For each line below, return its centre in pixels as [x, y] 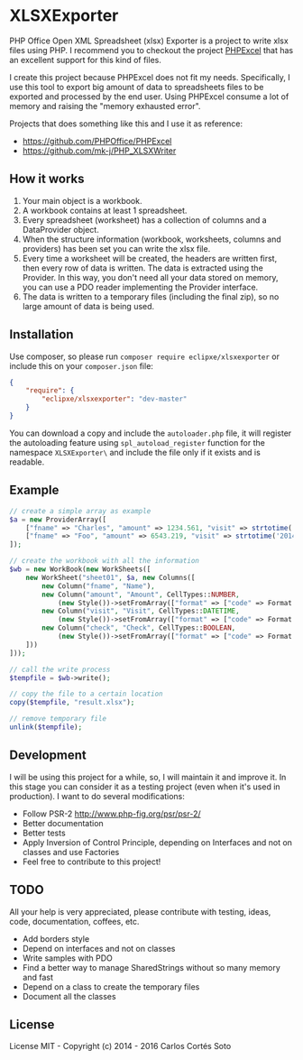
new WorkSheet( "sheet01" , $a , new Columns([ [110, 577]
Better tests [44, 833]
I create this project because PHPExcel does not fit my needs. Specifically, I [150, 77]
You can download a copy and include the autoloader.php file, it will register [151, 433]
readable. [27, 462]
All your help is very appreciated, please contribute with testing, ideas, [140, 911]
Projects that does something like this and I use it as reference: [126, 124]
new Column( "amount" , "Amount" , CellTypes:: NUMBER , [141, 595]
